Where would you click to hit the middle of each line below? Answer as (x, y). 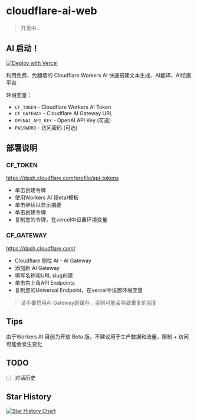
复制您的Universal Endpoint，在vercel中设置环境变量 (79, 290)
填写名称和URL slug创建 (44, 275)
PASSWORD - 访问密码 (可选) (46, 128)
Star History (29, 397)
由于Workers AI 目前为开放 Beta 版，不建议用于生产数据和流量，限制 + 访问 (98, 336)
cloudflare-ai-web (52, 11)
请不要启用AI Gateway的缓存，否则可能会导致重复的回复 (89, 302)
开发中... (31, 28)
